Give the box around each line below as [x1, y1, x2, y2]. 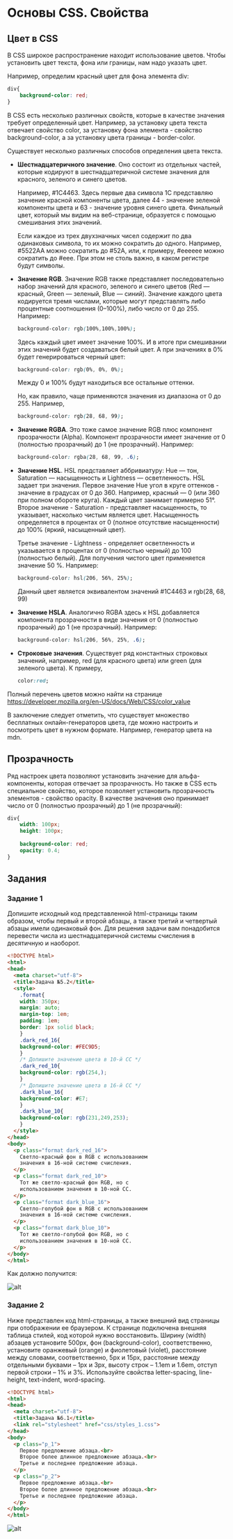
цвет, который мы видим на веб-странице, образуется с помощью [17, 210, 216, 219]
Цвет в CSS [7, 33, 58, 45]
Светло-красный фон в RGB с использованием [19, 1153, 148, 1160]
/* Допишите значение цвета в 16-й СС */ [19, 1081, 141, 1089]
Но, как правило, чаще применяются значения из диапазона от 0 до [17, 392, 221, 400]
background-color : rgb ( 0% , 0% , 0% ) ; [17, 366, 124, 373]
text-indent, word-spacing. [29, 1375, 106, 1384]
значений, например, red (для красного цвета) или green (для [17, 656, 202, 664]
